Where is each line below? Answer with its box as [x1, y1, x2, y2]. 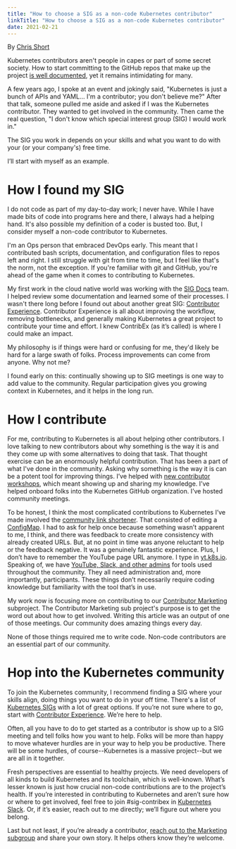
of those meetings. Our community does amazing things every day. [7, 619, 202, 627]
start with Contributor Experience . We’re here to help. [7, 710, 163, 719]
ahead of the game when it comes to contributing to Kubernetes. [7, 271, 195, 279]
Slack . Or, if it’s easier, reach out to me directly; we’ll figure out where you [7, 805, 221, 814]
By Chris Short [7, 43, 50, 51]
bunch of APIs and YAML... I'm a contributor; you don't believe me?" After [7, 92, 221, 101]
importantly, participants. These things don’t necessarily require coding [7, 575, 215, 584]
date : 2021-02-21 [7, 23, 58, 30]
